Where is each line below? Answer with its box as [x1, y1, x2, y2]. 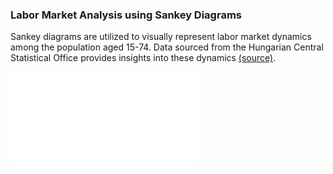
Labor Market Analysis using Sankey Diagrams [10, 8, 242, 22]
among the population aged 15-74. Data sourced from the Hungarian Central [10, 41, 324, 53]
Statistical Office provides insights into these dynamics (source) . [10, 52, 277, 64]
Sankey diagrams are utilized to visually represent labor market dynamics [10, 31, 312, 43]
